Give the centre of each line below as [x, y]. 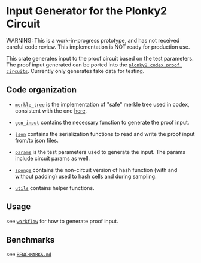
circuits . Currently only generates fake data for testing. [75, 71]
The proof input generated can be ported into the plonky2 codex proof [93, 65]
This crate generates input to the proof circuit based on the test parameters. [100, 58]
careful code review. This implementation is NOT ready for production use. [98, 47]
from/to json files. [36, 140]
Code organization [41, 90]
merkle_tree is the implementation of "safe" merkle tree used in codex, [102, 104]
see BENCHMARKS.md [29, 254]
